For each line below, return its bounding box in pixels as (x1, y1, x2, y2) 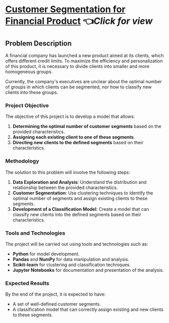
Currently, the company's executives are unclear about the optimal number (5, 79, 162, 84)
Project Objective (5, 102, 49, 109)
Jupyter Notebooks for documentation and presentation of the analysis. (12, 267, 164, 273)
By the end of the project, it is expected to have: (5, 291, 106, 298)
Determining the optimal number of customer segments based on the (12, 123, 161, 130)
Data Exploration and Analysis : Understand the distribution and (12, 179, 147, 185)
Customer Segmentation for (5, 4, 126, 15)
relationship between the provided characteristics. (12, 184, 118, 190)
